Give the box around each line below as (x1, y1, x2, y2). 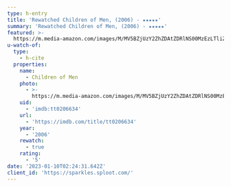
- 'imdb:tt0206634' (25, 105, 81, 112)
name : (19, 67, 36, 74)
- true (25, 144, 45, 151)
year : (19, 125, 36, 132)
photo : (19, 80, 38, 87)
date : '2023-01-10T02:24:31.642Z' (7, 162, 107, 170)
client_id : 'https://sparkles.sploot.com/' (7, 169, 134, 176)
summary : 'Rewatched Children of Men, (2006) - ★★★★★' (7, 23, 168, 29)
